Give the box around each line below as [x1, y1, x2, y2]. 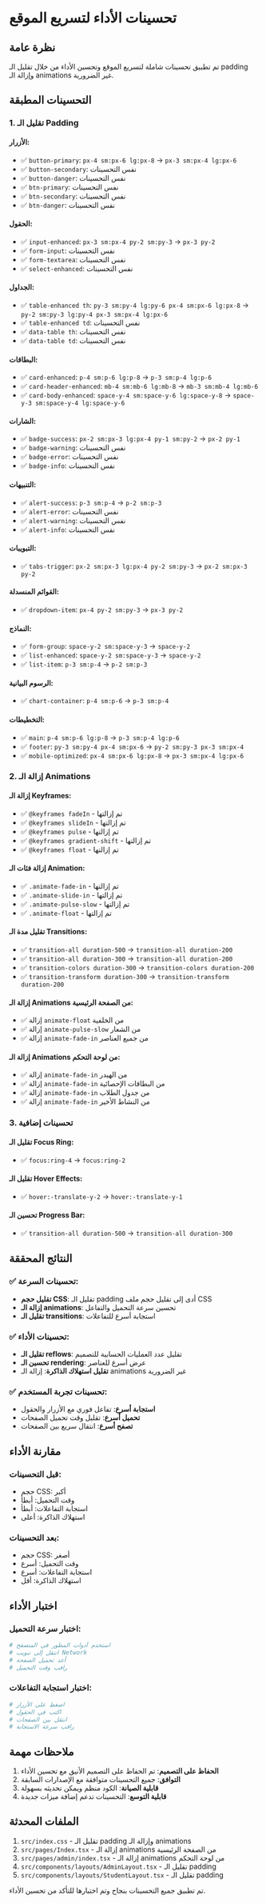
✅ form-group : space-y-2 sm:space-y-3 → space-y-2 [20, 642, 191, 651]
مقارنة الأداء [9, 1445, 62, 1458]
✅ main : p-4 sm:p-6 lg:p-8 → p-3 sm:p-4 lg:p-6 [20, 733, 180, 742]
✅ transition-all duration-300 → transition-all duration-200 [20, 953, 233, 964]
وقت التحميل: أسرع [20, 1559, 79, 1569]
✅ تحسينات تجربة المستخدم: [9, 1385, 108, 1397]
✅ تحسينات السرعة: [9, 1276, 79, 1287]
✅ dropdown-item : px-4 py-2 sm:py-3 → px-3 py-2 [20, 605, 184, 614]
